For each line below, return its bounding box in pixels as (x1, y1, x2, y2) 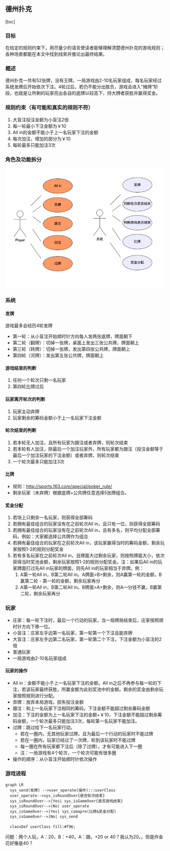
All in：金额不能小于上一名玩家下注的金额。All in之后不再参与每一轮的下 (12, 679, 162, 686)
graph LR (5, 782, 24, 788)
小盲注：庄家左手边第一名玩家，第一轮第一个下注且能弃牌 (12, 630, 133, 636)
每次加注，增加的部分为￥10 (12, 135, 71, 142)
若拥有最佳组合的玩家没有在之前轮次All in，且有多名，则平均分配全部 (12, 527, 156, 533)
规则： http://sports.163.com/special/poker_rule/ (12, 484, 112, 490)
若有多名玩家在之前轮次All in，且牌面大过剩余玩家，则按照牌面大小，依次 (12, 553, 165, 559)
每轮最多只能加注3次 (12, 142, 56, 148)
